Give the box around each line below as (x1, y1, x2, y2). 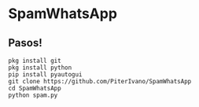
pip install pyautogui (8, 71, 83, 79)
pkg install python (8, 64, 72, 72)
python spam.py (8, 91, 58, 99)
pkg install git (8, 57, 61, 65)
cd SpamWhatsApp (8, 84, 61, 92)
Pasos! (8, 36, 43, 50)
